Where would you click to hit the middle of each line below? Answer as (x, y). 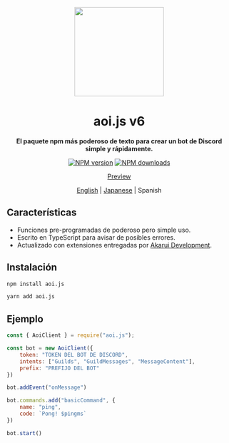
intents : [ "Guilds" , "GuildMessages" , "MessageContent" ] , (107, 361)
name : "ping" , (40, 407)
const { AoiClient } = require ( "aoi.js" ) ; (71, 335)
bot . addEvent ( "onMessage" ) (47, 388)
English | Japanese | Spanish (119, 190)
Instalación (32, 268)
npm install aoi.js (36, 284)
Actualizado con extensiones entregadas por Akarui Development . (114, 245)
